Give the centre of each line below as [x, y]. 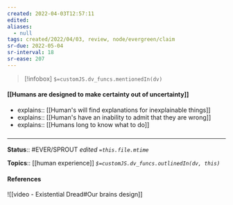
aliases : [20, 26]
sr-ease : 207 [26, 59]
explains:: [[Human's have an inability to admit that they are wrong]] [114, 117]
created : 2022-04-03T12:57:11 [51, 14]
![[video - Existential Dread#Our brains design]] [75, 195]
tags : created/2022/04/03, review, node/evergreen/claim [91, 40]
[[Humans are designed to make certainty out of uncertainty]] [98, 95]
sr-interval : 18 [31, 53]
